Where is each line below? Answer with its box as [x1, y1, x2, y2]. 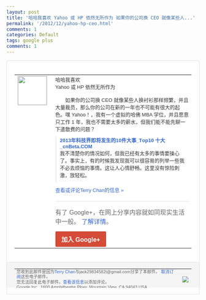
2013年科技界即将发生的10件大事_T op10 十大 [59, 137, 166, 144]
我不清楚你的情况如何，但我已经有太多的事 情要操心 [59, 150, 180, 156]
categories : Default [6, 32, 59, 38]
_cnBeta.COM [59, 143, 93, 150]
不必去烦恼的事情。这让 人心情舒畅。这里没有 [59, 164, 165, 171]
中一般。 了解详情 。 [55, 218, 112, 225]
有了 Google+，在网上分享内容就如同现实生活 [55, 209, 185, 216]
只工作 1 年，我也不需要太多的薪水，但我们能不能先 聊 [55, 118, 181, 125]
